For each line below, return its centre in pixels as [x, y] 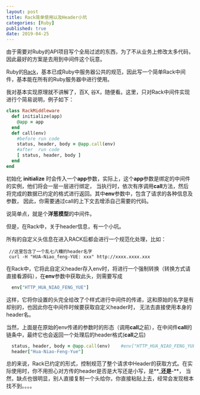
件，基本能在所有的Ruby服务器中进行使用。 [60, 79]
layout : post [22, 12]
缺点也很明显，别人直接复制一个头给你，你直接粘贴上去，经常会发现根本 [105, 379]
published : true [26, 28]
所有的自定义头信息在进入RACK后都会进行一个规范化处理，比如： [86, 239]
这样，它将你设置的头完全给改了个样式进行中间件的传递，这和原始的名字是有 [100, 299]
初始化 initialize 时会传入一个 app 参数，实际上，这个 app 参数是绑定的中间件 [98, 178]
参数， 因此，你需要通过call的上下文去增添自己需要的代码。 [79, 201]
